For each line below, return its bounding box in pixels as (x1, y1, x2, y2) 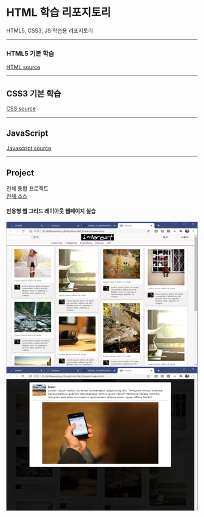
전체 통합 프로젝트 (6, 185, 49, 192)
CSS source (6, 105, 36, 113)
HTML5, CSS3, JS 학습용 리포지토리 (6, 27, 93, 34)
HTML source (6, 63, 41, 71)
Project (6, 168, 35, 178)
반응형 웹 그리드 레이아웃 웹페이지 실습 (6, 208, 96, 215)
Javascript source (6, 144, 52, 152)
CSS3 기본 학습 (6, 88, 61, 99)
